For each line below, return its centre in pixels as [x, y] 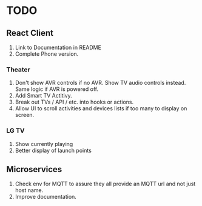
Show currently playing [44, 144]
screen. [25, 115]
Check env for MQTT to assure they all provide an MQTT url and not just [105, 184]
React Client [30, 33]
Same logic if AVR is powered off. [57, 89]
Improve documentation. [46, 197]
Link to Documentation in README [58, 47]
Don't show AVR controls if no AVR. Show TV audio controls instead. [100, 83]
